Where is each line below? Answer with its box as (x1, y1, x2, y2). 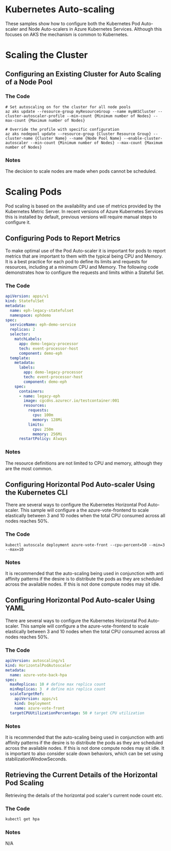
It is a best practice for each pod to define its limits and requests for (5, 258, 148, 264)
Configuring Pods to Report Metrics (5, 234, 121, 243)
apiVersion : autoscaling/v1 (5, 658, 65, 663)
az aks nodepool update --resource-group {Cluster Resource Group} (5, 131, 152, 136)
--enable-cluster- (124, 135, 163, 141)
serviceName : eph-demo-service (10, 322, 76, 328)
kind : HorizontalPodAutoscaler (5, 663, 72, 668)
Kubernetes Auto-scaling (5, 4, 115, 15)
